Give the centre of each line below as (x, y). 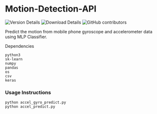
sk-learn (14, 59)
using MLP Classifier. (26, 37)
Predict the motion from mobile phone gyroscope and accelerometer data (79, 31)
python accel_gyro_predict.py (36, 102)
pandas (12, 68)
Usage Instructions (28, 92)
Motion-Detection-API (51, 9)
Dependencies (20, 46)
